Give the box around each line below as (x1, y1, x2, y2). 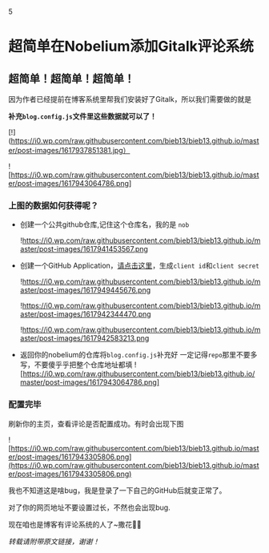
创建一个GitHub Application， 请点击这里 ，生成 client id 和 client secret (19, 260, 260, 271)
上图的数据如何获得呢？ (8, 200, 98, 211)
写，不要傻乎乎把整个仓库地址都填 (19, 360, 133, 369)
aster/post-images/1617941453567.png (19, 244, 148, 254)
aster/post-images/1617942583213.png (19, 333, 150, 343)
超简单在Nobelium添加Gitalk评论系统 (8, 38, 255, 55)
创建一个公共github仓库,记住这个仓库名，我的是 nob (19, 220, 190, 229)
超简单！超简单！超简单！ (8, 71, 134, 85)
